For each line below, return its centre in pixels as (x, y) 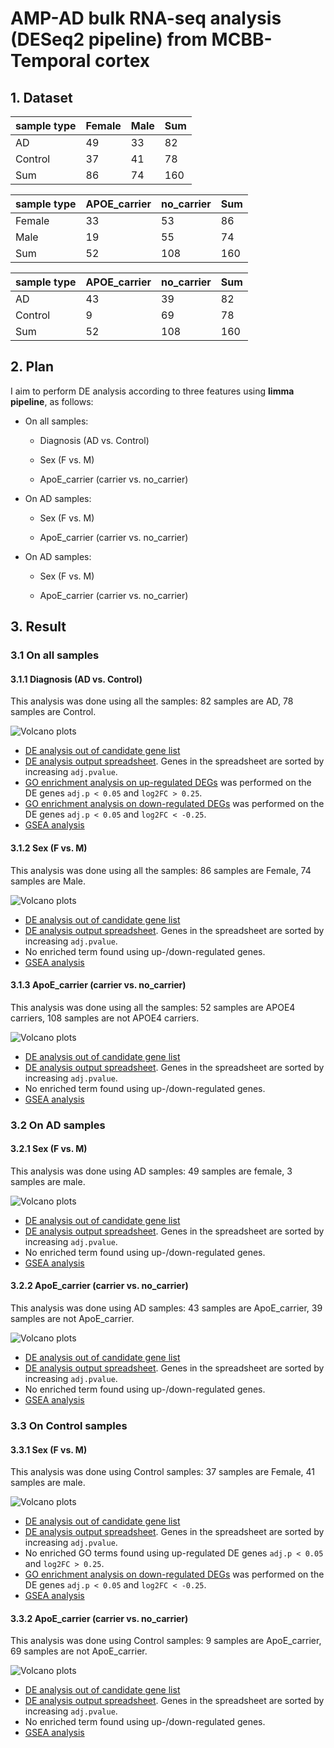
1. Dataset (41, 97)
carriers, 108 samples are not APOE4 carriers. (105, 1018)
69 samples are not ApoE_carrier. (79, 1651)
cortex (122, 61)
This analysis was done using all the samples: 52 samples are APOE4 (153, 1007)
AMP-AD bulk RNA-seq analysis (146, 18)
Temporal (51, 61)
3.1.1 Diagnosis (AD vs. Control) (76, 679)
